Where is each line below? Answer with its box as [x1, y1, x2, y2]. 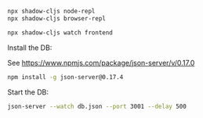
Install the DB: [7, 43, 53, 52]
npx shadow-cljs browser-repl [7, 14, 107, 23]
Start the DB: [7, 87, 49, 97]
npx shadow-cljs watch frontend [7, 28, 113, 37]
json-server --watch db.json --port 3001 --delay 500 [7, 102, 187, 110]
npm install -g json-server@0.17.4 [7, 73, 124, 81]
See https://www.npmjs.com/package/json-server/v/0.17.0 [7, 58, 195, 67]
